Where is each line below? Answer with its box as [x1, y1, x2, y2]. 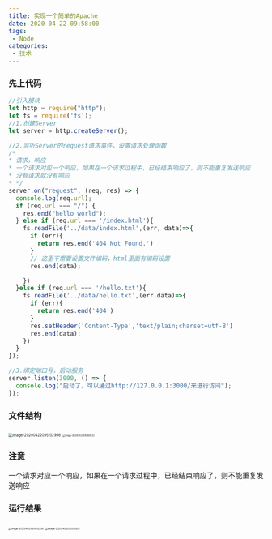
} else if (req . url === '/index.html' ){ [15, 216, 154, 225]
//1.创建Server [8, 119, 57, 127]
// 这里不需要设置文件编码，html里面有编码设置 [29, 255, 170, 263]
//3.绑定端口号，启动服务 [8, 366, 83, 375]
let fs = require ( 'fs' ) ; [8, 112, 92, 120]
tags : [8, 27, 27, 35]
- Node [11, 34, 35, 43]
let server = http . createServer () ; [8, 126, 129, 135]
